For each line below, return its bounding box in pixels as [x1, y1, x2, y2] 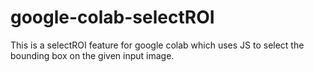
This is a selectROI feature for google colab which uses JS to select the [10, 39, 305, 51]
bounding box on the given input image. [10, 49, 175, 61]
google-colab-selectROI [10, 6, 215, 29]
